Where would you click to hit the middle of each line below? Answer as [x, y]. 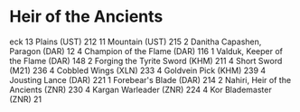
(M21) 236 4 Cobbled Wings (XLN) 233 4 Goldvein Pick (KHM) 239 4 [138, 70]
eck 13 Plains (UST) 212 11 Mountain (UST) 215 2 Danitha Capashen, [136, 42]
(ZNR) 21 [26, 99]
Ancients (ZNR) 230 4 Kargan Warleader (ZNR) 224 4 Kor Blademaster [141, 89]
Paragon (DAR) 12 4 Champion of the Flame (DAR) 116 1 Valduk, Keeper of [146, 51]
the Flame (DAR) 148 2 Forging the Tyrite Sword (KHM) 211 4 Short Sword [146, 61]
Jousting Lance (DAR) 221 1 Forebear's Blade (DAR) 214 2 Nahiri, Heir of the [150, 79]
